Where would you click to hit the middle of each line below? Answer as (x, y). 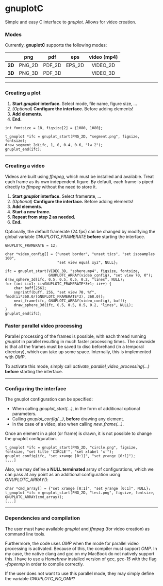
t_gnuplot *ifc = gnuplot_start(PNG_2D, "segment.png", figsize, (72, 137)
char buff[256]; (30, 288)
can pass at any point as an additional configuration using (63, 475)
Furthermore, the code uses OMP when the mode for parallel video (72, 543)
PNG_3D (29, 73)
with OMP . (15, 357)
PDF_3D (52, 73)
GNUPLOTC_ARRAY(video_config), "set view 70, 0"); (100, 275)
